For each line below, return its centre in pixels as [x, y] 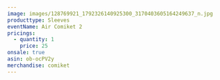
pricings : [22, 33]
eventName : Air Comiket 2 [45, 26]
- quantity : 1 [34, 40]
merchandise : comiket [39, 65]
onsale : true [26, 53]
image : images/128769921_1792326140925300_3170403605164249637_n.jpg [110, 14]
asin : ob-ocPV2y [31, 59]
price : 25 [34, 46]
